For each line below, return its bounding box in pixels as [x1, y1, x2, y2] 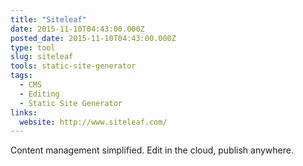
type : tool [10, 42, 56, 53]
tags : [10, 71, 33, 81]
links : [10, 107, 38, 118]
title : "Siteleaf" [10, 14, 87, 25]
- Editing [19, 89, 60, 99]
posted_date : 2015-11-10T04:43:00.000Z [10, 33, 177, 43]
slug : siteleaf [10, 52, 74, 62]
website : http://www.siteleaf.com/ [19, 117, 168, 127]
